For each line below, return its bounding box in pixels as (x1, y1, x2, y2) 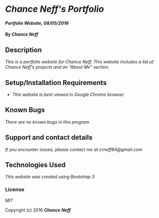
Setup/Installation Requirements (5, 78, 107, 87)
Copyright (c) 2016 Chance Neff (5, 207, 71, 213)
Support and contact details (5, 133, 93, 142)
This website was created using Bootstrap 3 (5, 174, 95, 180)
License (5, 186, 25, 193)
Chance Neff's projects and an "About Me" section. (5, 64, 110, 70)
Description (5, 45, 42, 54)
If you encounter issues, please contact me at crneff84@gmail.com (5, 146, 143, 152)
